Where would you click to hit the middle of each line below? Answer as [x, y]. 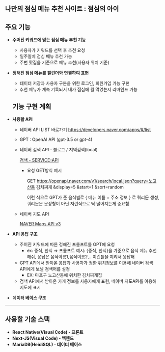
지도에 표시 [30, 287]
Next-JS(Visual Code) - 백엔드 [43, 338]
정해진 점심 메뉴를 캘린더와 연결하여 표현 [51, 73]
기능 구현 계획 [32, 106]
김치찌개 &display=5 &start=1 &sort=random [80, 187]
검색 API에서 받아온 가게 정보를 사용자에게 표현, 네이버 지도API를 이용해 [88, 281]
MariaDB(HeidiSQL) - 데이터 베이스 [47, 344]
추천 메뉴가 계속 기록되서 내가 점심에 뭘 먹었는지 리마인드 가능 [78, 89]
